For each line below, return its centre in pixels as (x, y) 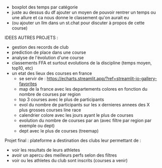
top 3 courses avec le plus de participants (61, 100)
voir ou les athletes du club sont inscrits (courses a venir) (70, 160)
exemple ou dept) (37, 126)
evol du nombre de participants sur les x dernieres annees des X (84, 105)
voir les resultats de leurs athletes (46, 150)
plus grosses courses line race (50, 110)
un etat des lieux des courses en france (52, 73)
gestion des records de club (40, 47)
